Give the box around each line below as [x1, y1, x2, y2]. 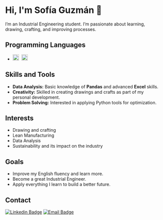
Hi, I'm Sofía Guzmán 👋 [5, 4, 102, 16]
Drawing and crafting [12, 127, 56, 133]
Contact [5, 196, 31, 204]
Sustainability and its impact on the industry [12, 143, 103, 149]
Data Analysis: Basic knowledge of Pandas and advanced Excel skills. [12, 83, 158, 89]
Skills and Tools [5, 70, 55, 79]
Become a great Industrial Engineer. [12, 176, 86, 182]
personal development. [12, 94, 60, 100]
